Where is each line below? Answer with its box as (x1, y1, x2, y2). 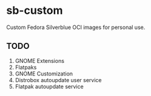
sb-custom (6, 4, 63, 18)
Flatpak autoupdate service (15, 83, 84, 90)
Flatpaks (15, 63, 37, 71)
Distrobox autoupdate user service (15, 76, 102, 83)
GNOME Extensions (15, 57, 65, 64)
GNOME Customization (15, 70, 73, 77)
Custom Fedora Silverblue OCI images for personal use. (6, 24, 146, 31)
